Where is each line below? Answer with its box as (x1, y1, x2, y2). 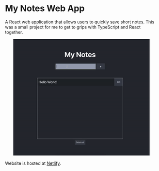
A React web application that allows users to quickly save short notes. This (5, 19, 155, 25)
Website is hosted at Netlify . (5, 160, 61, 166)
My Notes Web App (5, 3, 85, 14)
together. (5, 29, 23, 35)
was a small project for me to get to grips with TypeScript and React (5, 24, 141, 30)
